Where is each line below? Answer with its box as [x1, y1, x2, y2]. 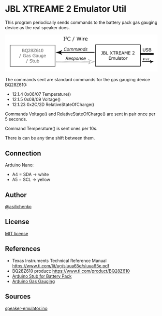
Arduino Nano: [5, 162, 34, 168]
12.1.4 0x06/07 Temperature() [12, 91, 71, 97]
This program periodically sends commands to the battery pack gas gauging [5, 19, 158, 25]
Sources [5, 293, 31, 301]
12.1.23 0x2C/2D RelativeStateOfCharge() [12, 102, 94, 107]
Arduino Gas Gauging [12, 278, 55, 284]
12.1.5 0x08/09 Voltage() [12, 96, 61, 103]
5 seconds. [5, 116, 28, 122]
